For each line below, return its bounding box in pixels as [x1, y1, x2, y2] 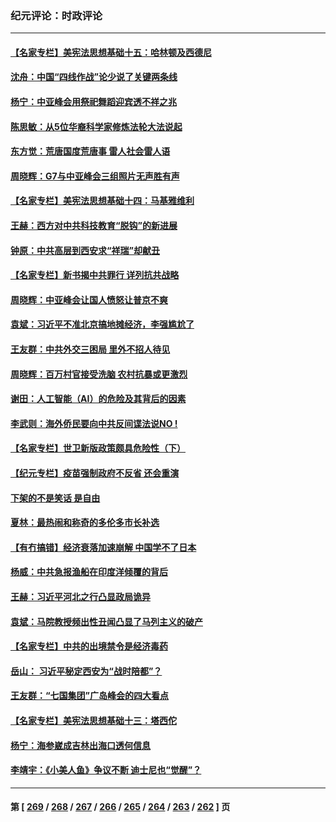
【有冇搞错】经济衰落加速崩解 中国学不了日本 [10, 541, 197, 553]
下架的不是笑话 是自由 [10, 492, 101, 504]
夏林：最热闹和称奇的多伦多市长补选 [10, 517, 160, 529]
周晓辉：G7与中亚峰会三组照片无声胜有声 [10, 170, 180, 182]
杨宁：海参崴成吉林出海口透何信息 [10, 739, 151, 751]
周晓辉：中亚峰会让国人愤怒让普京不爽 [10, 293, 168, 306]
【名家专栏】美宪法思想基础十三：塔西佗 [10, 714, 177, 726]
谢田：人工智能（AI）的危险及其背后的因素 [10, 393, 187, 405]
